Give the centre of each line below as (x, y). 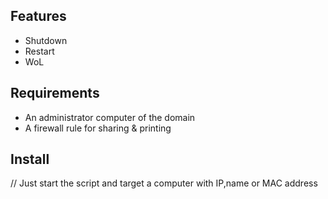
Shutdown (46, 40)
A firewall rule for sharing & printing (98, 128)
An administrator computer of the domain (110, 117)
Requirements (55, 93)
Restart (39, 51)
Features (38, 16)
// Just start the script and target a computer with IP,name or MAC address (164, 183)
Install (30, 159)
